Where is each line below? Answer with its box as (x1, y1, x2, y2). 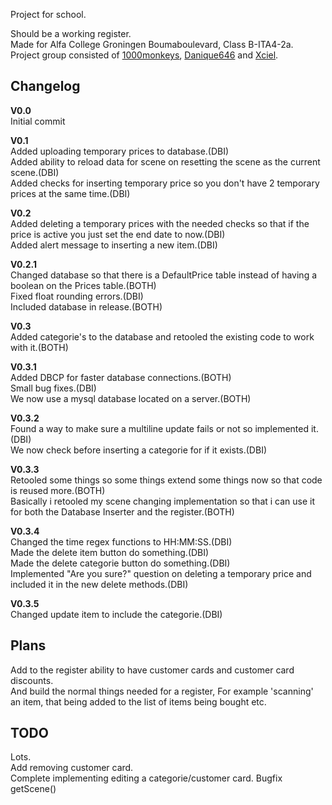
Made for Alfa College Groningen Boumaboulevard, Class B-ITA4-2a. (10, 39, 294, 50)
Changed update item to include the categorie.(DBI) (10, 608, 223, 620)
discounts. (10, 674, 54, 686)
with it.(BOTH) (10, 341, 69, 353)
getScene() (10, 783, 57, 795)
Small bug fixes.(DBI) (10, 382, 97, 394)
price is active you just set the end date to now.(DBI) (10, 228, 226, 240)
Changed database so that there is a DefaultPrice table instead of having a (10, 269, 318, 281)
